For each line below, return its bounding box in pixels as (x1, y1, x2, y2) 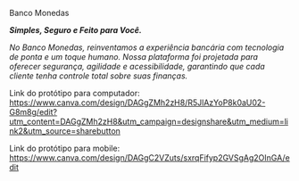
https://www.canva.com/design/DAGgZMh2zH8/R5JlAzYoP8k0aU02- (9, 97, 266, 108)
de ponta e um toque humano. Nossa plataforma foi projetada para (9, 52, 259, 62)
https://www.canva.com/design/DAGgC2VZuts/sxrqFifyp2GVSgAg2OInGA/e (9, 152, 290, 163)
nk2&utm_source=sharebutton (9, 126, 120, 136)
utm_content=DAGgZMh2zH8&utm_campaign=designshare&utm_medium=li (9, 116, 288, 127)
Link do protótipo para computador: (9, 88, 140, 98)
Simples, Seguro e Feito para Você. (9, 25, 143, 35)
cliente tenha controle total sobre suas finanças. (9, 70, 188, 81)
